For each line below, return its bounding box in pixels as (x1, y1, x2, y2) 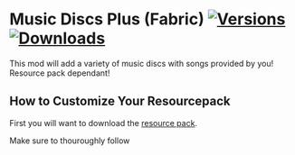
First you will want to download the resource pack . (9, 117, 197, 128)
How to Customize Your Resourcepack (9, 94, 231, 109)
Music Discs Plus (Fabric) (9, 9, 205, 30)
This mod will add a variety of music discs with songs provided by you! (9, 58, 274, 68)
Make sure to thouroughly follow (9, 135, 130, 146)
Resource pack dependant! (9, 68, 110, 78)
